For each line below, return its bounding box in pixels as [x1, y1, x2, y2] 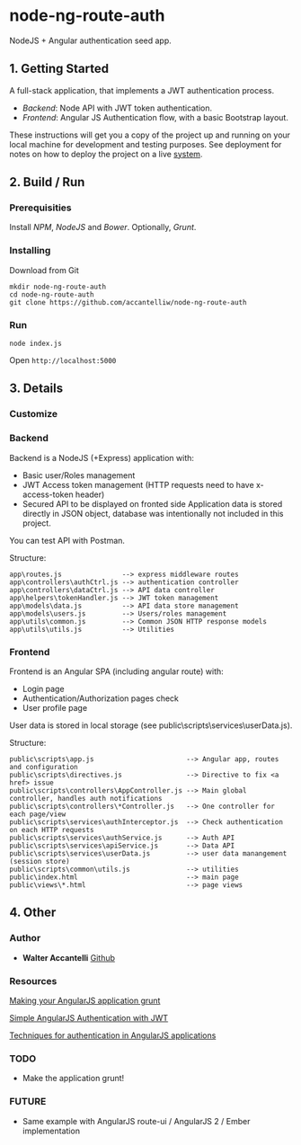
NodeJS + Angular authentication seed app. [9, 35, 173, 46]
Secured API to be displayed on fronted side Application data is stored [22, 498, 283, 509]
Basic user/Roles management [22, 469, 136, 481]
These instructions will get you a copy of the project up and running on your [9, 129, 290, 140]
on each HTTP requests [9, 825, 94, 834]
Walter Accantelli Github [22, 952, 115, 963]
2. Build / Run [9, 174, 85, 190]
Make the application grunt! [22, 1073, 125, 1084]
